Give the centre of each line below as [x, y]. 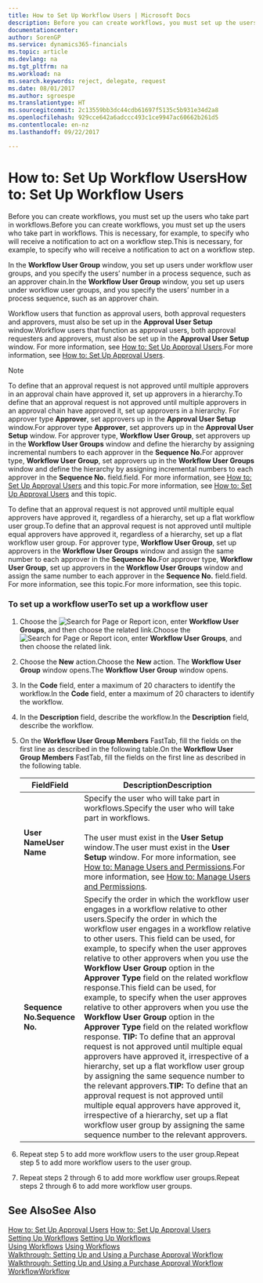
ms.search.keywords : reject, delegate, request [87, 81]
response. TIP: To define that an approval [160, 1037]
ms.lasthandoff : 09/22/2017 [54, 132]
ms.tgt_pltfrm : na [38, 67]
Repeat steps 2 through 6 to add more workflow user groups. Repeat [130, 1177]
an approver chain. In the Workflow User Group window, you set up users [126, 281]
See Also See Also [52, 1210]
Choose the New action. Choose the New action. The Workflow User [130, 662]
